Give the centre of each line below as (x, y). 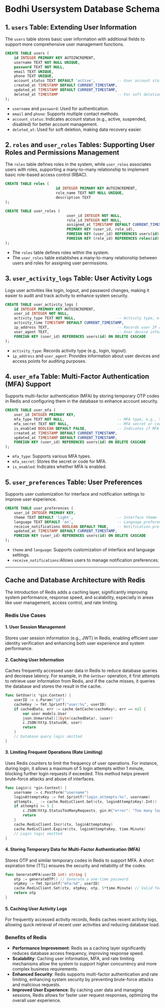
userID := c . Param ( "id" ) (39, 700)
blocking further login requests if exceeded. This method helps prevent (77, 773)
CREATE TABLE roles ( (27, 184)
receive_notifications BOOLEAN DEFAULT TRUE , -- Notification (82, 527)
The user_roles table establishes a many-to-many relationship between (84, 257)
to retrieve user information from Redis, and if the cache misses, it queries (80, 681)
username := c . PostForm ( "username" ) (52, 792)
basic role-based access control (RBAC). (46, 175)
